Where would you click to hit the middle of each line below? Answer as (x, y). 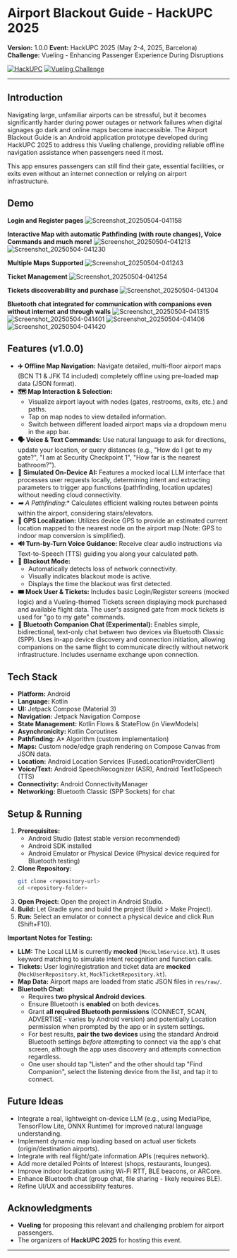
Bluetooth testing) (54, 861)
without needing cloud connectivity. (69, 495)
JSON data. (34, 754)
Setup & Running (45, 814)
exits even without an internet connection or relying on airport (97, 173)
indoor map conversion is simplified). (71, 536)
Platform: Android (44, 694)
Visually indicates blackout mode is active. (90, 576)
